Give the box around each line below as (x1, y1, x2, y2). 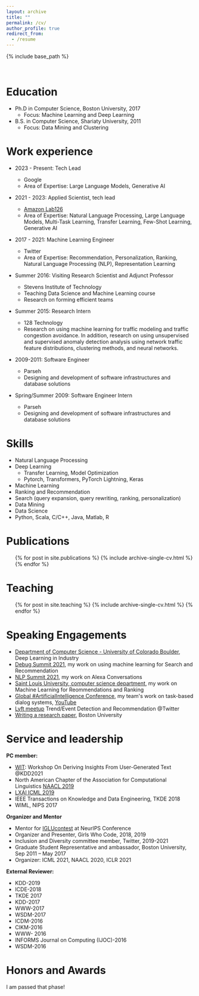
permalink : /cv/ (6, 20, 46, 26)
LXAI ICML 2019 (14, 789, 55, 796)
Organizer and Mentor (6, 813, 63, 820)
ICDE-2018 (14, 886, 42, 893)
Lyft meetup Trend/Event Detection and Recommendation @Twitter (14, 705, 180, 712)
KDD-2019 (14, 879, 41, 886)
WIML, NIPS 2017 (14, 801, 58, 808)
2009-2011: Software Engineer (14, 356, 90, 363)
